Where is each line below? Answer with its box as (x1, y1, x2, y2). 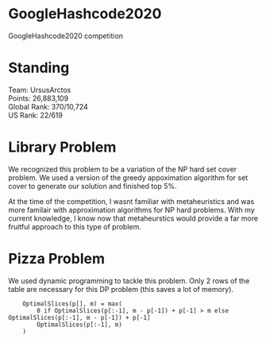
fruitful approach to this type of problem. (8, 221, 141, 231)
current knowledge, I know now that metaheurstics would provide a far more (8, 213, 259, 223)
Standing (8, 59, 70, 77)
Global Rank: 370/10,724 (8, 102, 89, 111)
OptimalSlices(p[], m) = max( (22, 299, 123, 308)
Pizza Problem (8, 250, 106, 267)
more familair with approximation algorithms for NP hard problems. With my (8, 205, 256, 214)
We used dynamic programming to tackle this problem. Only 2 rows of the (8, 275, 250, 286)
